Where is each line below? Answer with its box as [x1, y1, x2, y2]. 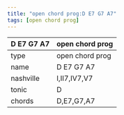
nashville [10, 73, 40, 83]
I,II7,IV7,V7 [56, 73, 93, 83]
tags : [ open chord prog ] [7, 17, 79, 24]
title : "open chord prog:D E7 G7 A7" [7, 10, 117, 17]
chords [10, 95, 34, 105]
